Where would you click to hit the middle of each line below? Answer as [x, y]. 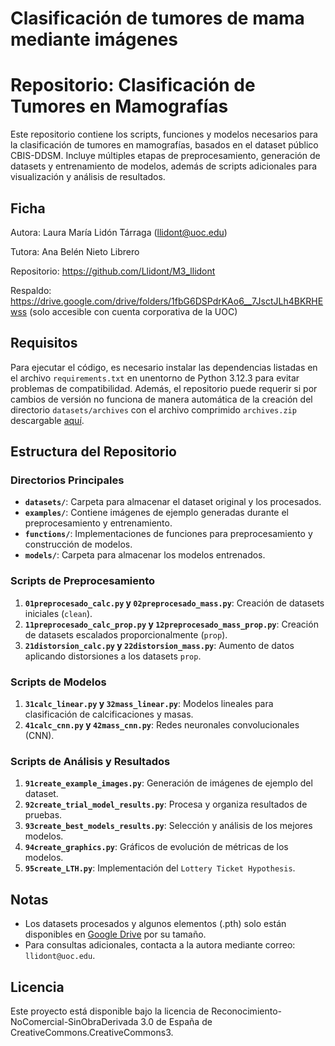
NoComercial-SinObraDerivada [74, 1021]
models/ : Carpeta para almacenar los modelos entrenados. [145, 555]
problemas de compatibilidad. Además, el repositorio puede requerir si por [164, 388]
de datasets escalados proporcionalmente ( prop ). [126, 634]
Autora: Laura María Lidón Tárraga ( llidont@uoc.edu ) [119, 232]
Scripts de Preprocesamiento [83, 581]
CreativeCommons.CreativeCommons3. [92, 1032]
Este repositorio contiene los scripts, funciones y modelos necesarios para [164, 134]
